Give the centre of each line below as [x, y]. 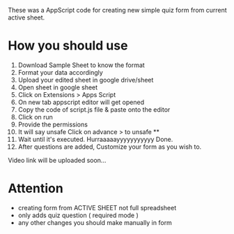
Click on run [35, 117]
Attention [36, 189]
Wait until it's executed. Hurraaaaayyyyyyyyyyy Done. [95, 139]
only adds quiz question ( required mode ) [78, 215]
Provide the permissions [53, 124]
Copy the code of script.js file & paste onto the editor [94, 109]
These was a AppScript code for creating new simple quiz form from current [117, 10]
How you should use [68, 46]
